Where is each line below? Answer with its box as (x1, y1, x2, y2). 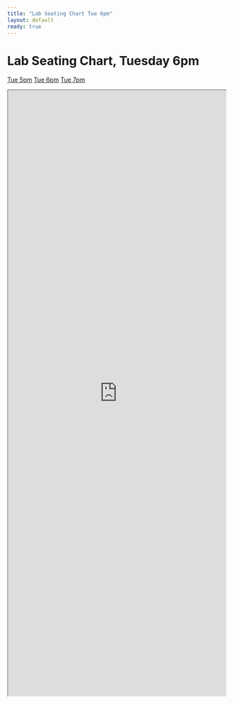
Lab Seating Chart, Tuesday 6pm (7, 53, 199, 69)
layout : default (7, 17, 54, 24)
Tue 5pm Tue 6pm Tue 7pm (7, 75, 85, 84)
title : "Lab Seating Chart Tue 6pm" (7, 10, 113, 17)
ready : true (7, 23, 41, 30)
